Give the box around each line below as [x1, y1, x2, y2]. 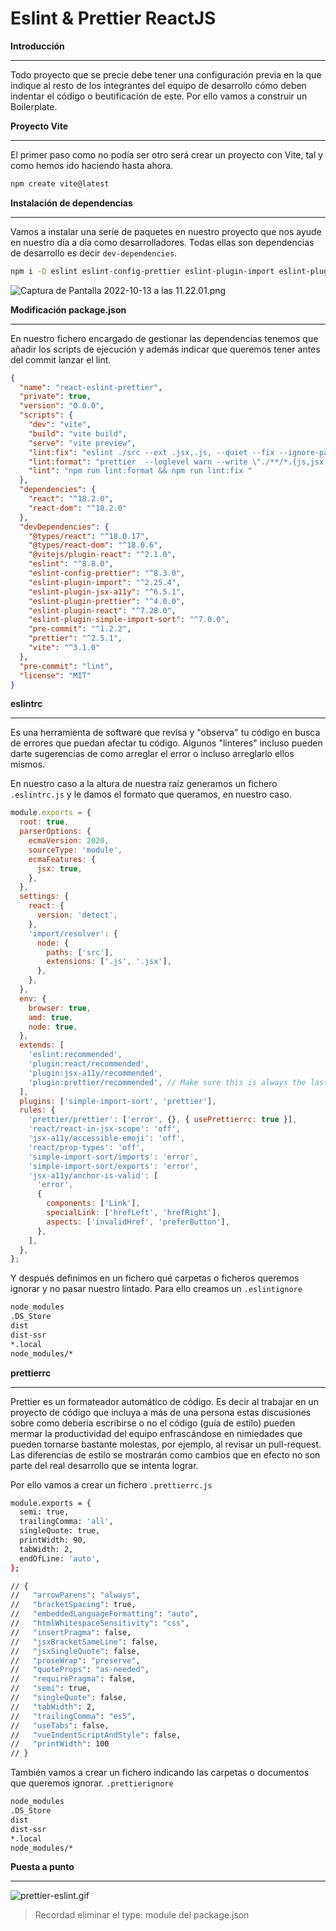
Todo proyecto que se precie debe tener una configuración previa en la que [10, 68, 322, 81]
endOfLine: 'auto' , [19, 1553, 101, 1564]
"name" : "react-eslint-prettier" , [19, 382, 163, 392]
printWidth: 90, [19, 1535, 87, 1546]
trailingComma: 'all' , [19, 1517, 114, 1527]
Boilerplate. [10, 100, 58, 112]
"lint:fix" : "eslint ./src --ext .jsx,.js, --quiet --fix [28, 447, 275, 457]
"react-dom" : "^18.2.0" [28, 503, 128, 513]
